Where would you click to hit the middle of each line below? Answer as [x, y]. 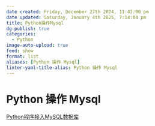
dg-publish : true [28, 28]
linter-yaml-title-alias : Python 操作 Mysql [62, 67]
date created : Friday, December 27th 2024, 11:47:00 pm [77, 12]
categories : [21, 34]
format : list [23, 56]
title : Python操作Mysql [35, 23]
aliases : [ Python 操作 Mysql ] [43, 62]
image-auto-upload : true [37, 46]
